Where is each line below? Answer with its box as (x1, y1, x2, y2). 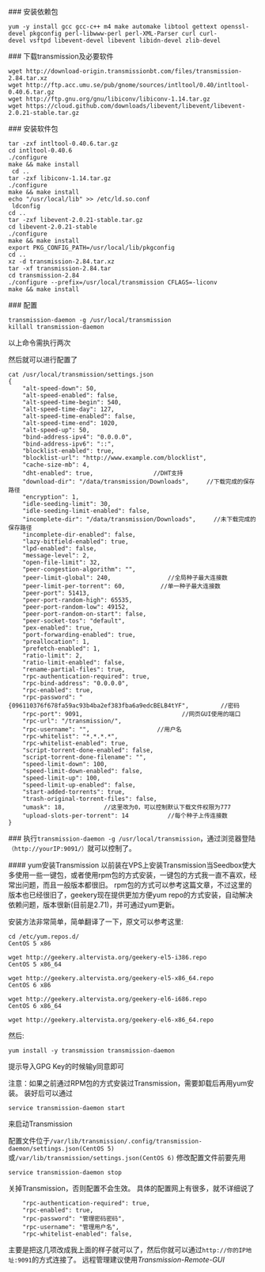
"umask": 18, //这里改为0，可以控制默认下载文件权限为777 (22, 803, 232, 811)
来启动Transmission (8, 1119, 73, 1128)
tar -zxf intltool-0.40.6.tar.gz (8, 140, 119, 148)
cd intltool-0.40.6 (8, 147, 73, 155)
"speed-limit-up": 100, (22, 774, 101, 782)
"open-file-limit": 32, (22, 558, 101, 566)
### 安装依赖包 (8, 7, 59, 16)
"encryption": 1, (22, 493, 80, 501)
